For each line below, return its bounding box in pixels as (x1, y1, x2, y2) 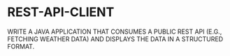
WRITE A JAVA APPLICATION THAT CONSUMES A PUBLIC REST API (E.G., (7, 27, 222, 36)
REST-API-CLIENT (7, 4, 115, 20)
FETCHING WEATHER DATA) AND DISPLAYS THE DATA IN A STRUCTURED (7, 34, 224, 43)
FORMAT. (7, 42, 35, 50)
